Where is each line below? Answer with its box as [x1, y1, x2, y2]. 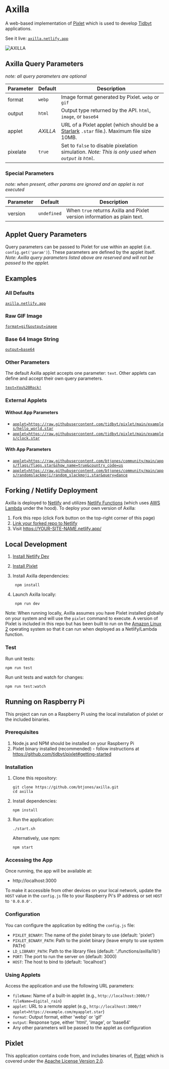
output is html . [61, 155, 95, 162]
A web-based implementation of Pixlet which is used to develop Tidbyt [5, 20, 152, 26]
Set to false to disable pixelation [61, 142, 138, 149]
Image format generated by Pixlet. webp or [61, 93, 159, 100]
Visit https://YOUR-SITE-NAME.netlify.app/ [12, 525, 102, 531]
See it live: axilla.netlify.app [5, 35, 69, 41]
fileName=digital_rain [12, 998, 60, 1004]
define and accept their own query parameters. [5, 375, 103, 381]
